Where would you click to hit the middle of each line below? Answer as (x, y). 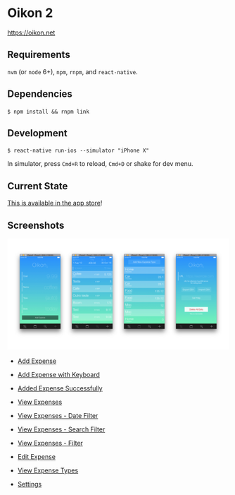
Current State (38, 186)
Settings (30, 484)
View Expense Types (48, 470)
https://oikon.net (31, 32)
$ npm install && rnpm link (49, 112)
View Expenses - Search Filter (61, 429)
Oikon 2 (30, 13)
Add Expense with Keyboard (58, 375)
